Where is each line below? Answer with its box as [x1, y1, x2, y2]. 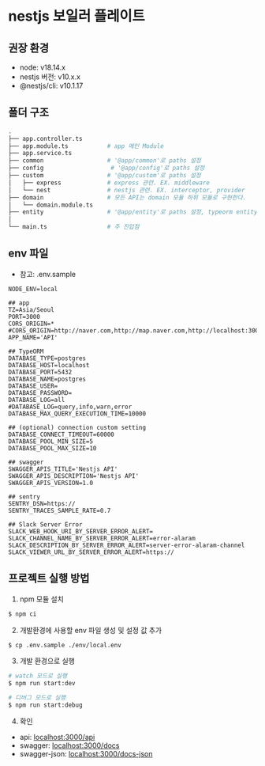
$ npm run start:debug [8, 701, 83, 709]
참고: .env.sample [19, 269, 77, 279]
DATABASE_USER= [8, 381, 58, 390]
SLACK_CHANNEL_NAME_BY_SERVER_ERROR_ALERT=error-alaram [8, 534, 196, 542]
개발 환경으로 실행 [19, 656, 75, 666]
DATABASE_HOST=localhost [8, 361, 90, 369]
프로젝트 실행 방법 [8, 571, 90, 586]
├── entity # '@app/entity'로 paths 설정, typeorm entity [8, 208, 258, 216]
